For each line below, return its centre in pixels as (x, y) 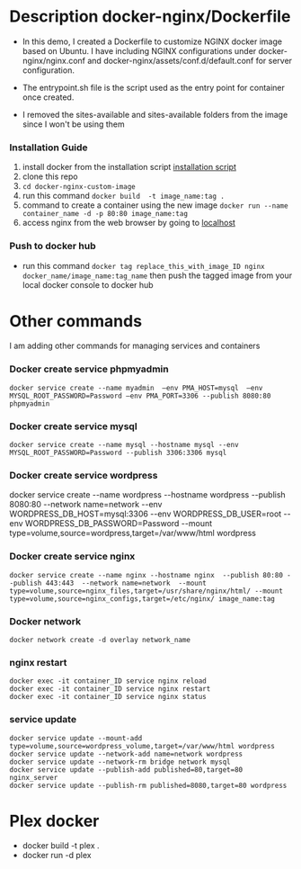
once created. (48, 97)
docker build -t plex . (61, 846)
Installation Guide (49, 148)
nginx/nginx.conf (54, 60)
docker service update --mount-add (76, 738)
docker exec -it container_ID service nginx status (108, 697)
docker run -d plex (57, 856)
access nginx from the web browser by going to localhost (129, 223)
